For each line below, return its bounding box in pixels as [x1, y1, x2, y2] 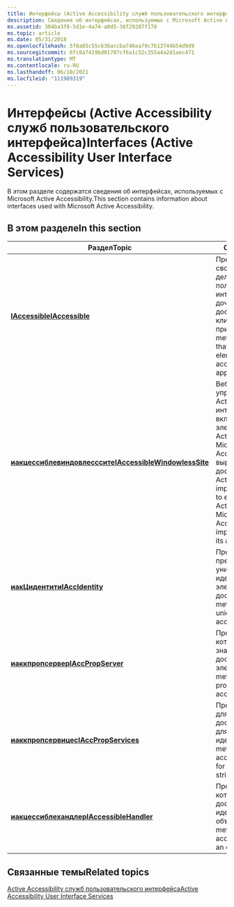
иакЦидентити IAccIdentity [10, 582, 104, 592]
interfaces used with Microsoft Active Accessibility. [7, 202, 155, 210]
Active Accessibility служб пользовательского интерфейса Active [7, 884, 198, 892]
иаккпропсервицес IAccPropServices [10, 736, 139, 745]
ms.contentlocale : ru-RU [7, 62, 79, 69]
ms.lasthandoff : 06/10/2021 [7, 68, 89, 75]
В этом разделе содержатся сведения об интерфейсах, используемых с [7, 187, 224, 196]
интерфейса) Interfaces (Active [7, 134, 194, 150]
